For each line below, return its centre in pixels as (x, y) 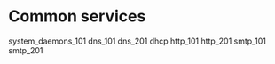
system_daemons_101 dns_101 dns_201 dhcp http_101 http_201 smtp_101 (137, 41)
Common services (77, 16)
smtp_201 (26, 50)
